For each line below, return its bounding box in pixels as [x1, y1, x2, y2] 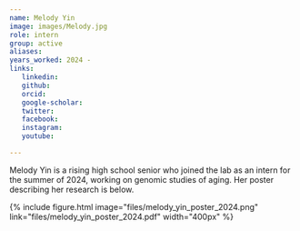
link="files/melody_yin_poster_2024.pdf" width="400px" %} [9, 211, 235, 222]
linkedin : [21, 73, 59, 82]
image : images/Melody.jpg [9, 22, 107, 31]
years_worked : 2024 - [9, 55, 92, 65]
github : [21, 81, 51, 90]
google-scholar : [21, 97, 84, 107]
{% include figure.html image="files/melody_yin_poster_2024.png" [9, 201, 259, 212]
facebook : [21, 115, 59, 124]
